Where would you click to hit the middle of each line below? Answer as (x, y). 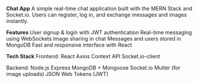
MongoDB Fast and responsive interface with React (69, 45)
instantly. (17, 21)
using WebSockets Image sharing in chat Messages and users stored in (94, 39)
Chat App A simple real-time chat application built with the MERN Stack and (99, 9)
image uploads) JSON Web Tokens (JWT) (57, 74)
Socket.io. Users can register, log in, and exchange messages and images (97, 15)
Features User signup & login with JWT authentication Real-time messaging (99, 32)
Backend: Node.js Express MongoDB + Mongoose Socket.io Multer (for (93, 68)
